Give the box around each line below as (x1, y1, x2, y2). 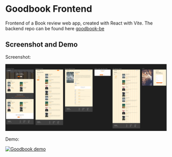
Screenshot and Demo (5, 40, 78, 49)
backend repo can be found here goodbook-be (5, 25, 105, 31)
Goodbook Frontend (5, 3, 92, 15)
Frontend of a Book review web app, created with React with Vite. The (5, 20, 153, 26)
